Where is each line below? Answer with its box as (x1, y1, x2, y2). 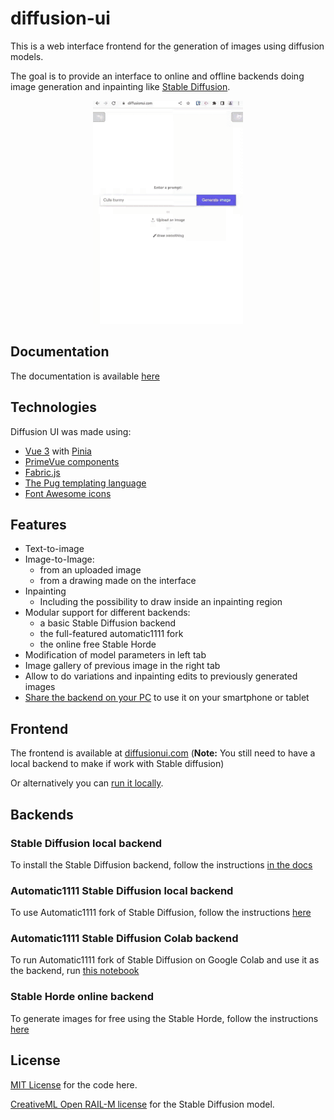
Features (10, 516, 67, 533)
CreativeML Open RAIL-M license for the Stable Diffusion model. (10, 1098, 275, 1110)
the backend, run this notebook (10, 965, 140, 977)
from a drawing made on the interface (39, 575, 197, 587)
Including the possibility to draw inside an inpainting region (39, 596, 283, 608)
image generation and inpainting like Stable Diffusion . (10, 80, 231, 92)
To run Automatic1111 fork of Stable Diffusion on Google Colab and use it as (10, 954, 320, 966)
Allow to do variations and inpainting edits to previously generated (24, 670, 298, 682)
